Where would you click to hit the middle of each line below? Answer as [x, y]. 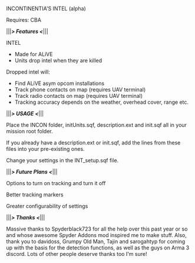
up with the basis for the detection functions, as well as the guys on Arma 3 [98, 248]
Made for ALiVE [34, 54]
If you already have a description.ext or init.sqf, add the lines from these [93, 143]
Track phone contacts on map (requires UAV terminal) [80, 90]
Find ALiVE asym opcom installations [60, 83]
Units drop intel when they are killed [58, 60]
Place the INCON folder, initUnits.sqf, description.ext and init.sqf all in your [97, 125]
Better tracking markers [35, 195]
